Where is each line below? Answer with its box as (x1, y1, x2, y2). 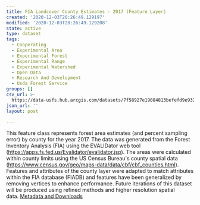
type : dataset (6, 31, 42, 37)
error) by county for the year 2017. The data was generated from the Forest (6, 136, 190, 143)
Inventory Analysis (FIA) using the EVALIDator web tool (6, 142, 141, 149)
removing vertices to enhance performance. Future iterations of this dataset (6, 180, 192, 187)
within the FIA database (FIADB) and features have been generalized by (6, 174, 182, 181)
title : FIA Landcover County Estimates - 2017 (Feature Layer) (6, 8, 167, 15)
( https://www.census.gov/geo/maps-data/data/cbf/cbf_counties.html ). (6, 161, 179, 168)
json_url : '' (6, 102, 39, 109)
